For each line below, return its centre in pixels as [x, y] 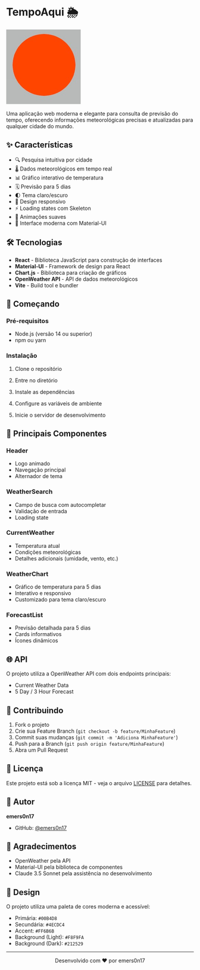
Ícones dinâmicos [36, 641]
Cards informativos [38, 634]
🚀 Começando [33, 304]
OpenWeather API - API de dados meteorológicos [76, 279]
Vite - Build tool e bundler [46, 285]
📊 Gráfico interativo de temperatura [59, 178]
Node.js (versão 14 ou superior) [54, 334]
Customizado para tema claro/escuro [60, 600]
